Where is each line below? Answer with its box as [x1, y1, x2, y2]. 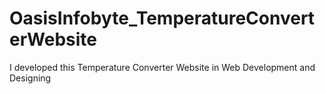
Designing [9, 72, 52, 84]
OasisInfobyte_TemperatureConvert [9, 7, 316, 30]
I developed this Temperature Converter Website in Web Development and [9, 61, 316, 73]
